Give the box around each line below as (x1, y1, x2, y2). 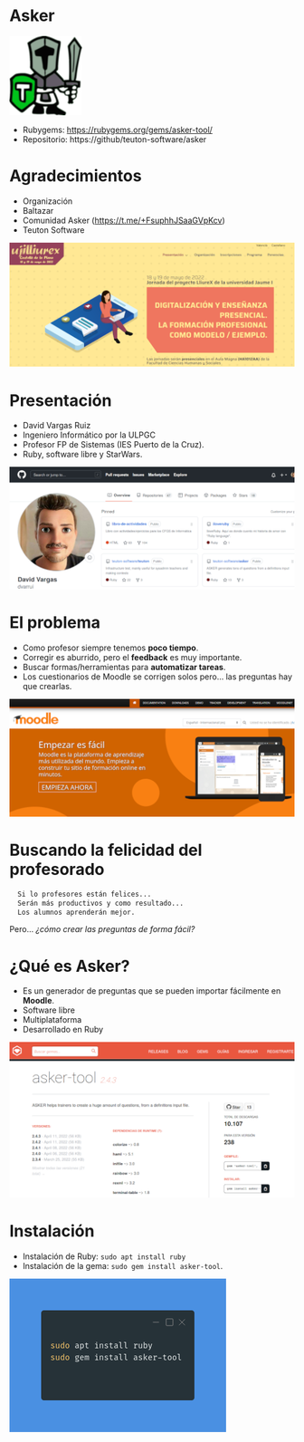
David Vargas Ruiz (22, 420, 91, 431)
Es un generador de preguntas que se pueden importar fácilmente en (22, 985, 281, 996)
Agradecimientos (9, 166, 142, 187)
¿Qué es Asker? (9, 956, 130, 976)
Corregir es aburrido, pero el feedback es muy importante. (22, 651, 242, 662)
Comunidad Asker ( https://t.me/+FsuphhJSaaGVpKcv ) (22, 215, 226, 226)
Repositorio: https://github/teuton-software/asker (22, 133, 207, 145)
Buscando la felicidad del (9, 840, 203, 860)
